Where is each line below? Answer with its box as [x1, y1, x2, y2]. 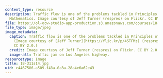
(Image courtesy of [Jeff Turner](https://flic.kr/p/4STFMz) [14, 39, 140, 44]
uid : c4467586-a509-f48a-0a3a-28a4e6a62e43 [5, 66, 95, 71]
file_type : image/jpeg [5, 25, 51, 30]
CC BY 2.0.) [14, 43, 38, 48]
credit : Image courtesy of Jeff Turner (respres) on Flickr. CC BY [9, 47, 149, 52]
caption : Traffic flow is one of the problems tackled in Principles [9, 34, 153, 39]
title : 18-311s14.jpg [5, 61, 49, 66]
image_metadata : [5, 30, 38, 34]
